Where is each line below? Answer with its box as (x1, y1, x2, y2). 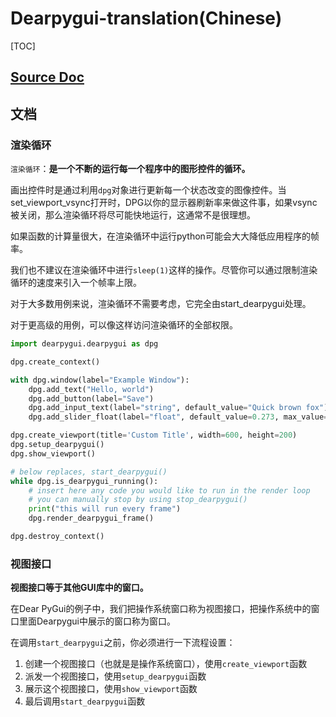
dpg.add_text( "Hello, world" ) (28, 384, 155, 394)
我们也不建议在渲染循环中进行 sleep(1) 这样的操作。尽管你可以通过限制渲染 (10, 264, 318, 276)
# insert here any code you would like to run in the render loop (28, 485, 311, 496)
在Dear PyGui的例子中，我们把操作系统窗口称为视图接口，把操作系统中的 (10, 603, 312, 615)
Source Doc (10, 69, 85, 86)
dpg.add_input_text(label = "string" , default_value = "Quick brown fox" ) (28, 403, 329, 413)
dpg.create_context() (10, 357, 101, 367)
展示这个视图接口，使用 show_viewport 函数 (24, 683, 198, 695)
